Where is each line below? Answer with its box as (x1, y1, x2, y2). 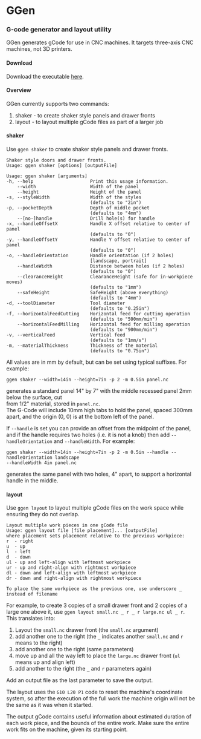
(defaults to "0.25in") (89, 306, 150, 312)
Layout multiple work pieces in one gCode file (6, 522, 129, 528)
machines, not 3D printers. (6, 45, 72, 53)
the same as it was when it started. (6, 701, 93, 709)
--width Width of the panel (17, 184, 139, 190)
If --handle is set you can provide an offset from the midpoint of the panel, (6, 425, 191, 432)
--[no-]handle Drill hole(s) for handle (17, 215, 155, 222)
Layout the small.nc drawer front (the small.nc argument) (14, 626, 159, 634)
